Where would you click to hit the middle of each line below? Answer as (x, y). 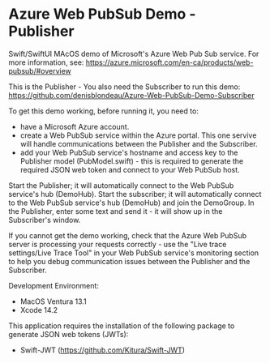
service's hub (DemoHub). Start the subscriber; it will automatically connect (135, 194)
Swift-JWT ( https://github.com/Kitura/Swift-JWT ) (102, 350)
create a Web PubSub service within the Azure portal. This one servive (138, 135)
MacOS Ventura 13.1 (53, 301)
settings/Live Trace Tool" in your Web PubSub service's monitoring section (134, 253)
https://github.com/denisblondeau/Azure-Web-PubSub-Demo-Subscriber (131, 95)
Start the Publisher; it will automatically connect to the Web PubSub (121, 185)
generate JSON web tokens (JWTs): (69, 334)
